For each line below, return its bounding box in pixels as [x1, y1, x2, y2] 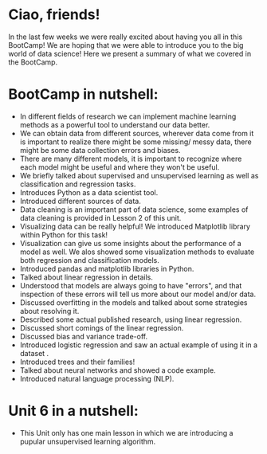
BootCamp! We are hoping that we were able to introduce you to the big [8, 40, 244, 49]
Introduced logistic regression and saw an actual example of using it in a [19, 340, 257, 350]
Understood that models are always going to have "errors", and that [19, 280, 242, 290]
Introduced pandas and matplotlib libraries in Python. [19, 264, 194, 273]
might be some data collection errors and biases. [19, 145, 181, 155]
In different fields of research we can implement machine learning [19, 112, 237, 121]
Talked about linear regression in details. [19, 272, 153, 282]
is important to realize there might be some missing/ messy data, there [19, 137, 253, 147]
